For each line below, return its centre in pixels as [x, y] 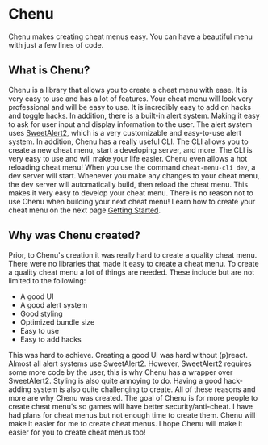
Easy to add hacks [51, 339]
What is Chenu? [49, 71]
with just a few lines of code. [56, 44]
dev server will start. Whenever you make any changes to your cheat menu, [134, 175]
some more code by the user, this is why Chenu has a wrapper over [121, 372]
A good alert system [54, 304]
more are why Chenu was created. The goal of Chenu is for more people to [133, 397]
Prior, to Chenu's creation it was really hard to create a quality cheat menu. [133, 254]
